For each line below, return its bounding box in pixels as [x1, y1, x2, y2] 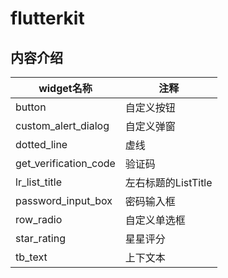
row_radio [15, 213, 63, 226]
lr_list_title [15, 175, 63, 189]
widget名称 [38, 82, 93, 95]
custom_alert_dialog [15, 119, 110, 132]
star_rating [15, 232, 66, 245]
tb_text [15, 250, 48, 264]
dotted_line [15, 138, 68, 151]
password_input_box [15, 194, 113, 207]
